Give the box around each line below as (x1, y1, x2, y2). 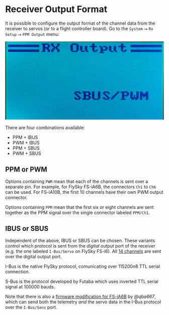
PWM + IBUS (12, 140, 40, 146)
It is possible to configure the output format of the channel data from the (5, 20, 155, 26)
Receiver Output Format (5, 4, 108, 15)
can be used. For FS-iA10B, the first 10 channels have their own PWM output (5, 189, 163, 195)
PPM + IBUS (12, 134, 38, 140)
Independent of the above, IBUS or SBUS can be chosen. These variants (5, 238, 155, 244)
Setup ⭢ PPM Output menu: (5, 31, 59, 37)
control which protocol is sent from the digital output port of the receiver (5, 243, 155, 249)
